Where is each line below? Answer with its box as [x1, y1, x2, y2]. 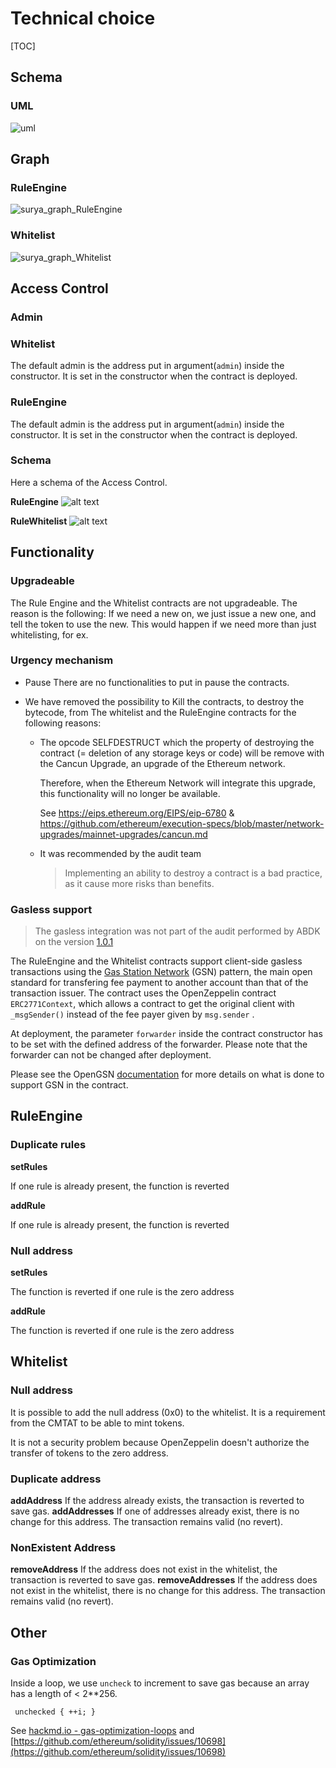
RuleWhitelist [10, 515, 68, 527]
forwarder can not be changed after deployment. [10, 1049, 212, 1061]
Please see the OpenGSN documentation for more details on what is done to [10, 1068, 325, 1081]
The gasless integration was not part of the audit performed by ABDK [34, 925, 321, 937]
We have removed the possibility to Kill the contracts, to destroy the [24, 695, 305, 707]
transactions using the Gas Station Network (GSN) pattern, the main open [10, 966, 313, 978]
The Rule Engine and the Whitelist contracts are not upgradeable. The [10, 597, 298, 609]
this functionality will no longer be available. [39, 787, 221, 799]
